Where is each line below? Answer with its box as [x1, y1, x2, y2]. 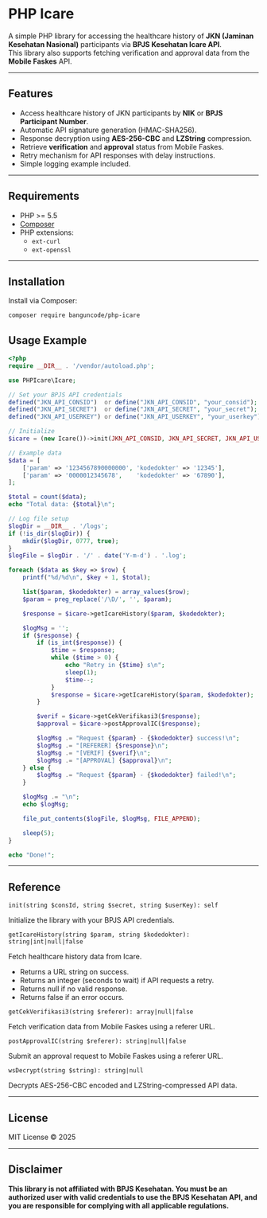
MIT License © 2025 [8, 1132, 76, 1142]
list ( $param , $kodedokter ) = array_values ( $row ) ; [22, 588, 191, 596]
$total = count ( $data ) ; [8, 493, 87, 502]
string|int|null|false [8, 938, 83, 946]
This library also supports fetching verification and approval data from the [8, 48, 250, 57]
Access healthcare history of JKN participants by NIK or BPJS [19, 108, 223, 118]
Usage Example [8, 334, 87, 347]
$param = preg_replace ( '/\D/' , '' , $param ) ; [22, 595, 172, 603]
